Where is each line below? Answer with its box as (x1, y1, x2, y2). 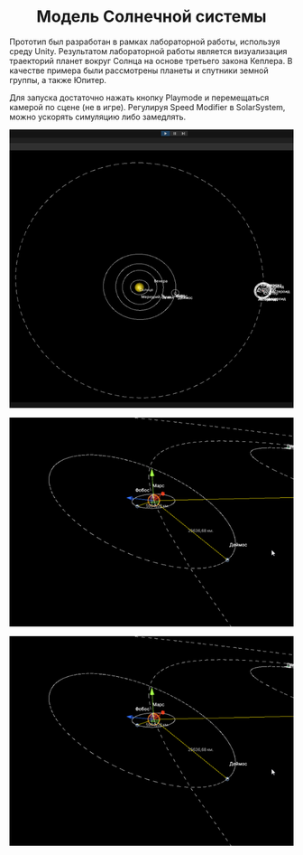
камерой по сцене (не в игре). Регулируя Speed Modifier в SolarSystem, (9, 101, 286, 112)
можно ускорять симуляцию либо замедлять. (9, 111, 187, 122)
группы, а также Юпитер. (9, 74, 106, 85)
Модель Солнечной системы (36, 6, 267, 27)
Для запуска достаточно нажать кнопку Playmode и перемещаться (9, 92, 270, 103)
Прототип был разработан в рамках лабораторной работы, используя (9, 36, 281, 47)
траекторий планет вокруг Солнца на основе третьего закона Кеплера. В (9, 55, 293, 66)
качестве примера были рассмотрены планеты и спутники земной (9, 65, 269, 76)
